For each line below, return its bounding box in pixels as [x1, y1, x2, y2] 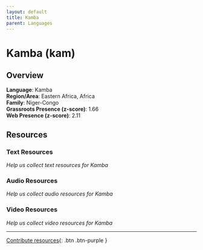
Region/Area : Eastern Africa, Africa [6, 93, 95, 100]
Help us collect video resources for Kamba [6, 219, 113, 226]
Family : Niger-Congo [6, 99, 59, 107]
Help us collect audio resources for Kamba [6, 190, 113, 197]
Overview [6, 70, 44, 81]
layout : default [6, 8, 47, 15]
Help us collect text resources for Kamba [6, 162, 109, 169]
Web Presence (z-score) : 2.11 [6, 112, 80, 119]
